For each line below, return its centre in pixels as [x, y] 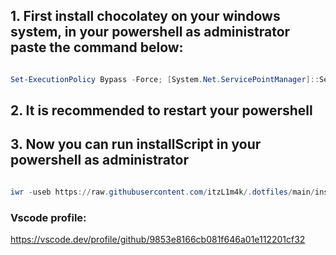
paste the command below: [97, 47]
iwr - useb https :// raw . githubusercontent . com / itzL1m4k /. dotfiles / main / [162, 192]
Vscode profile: [48, 217]
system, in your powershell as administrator [150, 32]
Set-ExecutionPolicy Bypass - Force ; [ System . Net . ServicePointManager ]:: [165, 79]
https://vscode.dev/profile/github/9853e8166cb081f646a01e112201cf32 [158, 240]
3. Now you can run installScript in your [136, 144]
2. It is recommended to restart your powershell [161, 110]
